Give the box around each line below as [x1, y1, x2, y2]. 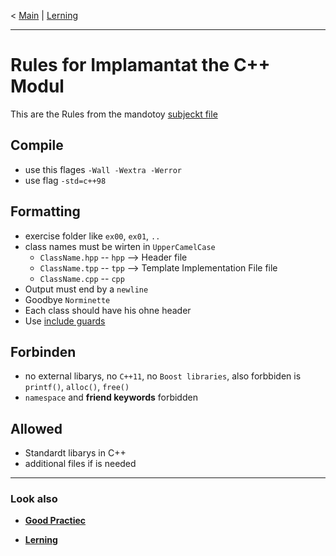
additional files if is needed [24, 458, 137, 470]
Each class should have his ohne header [24, 304, 192, 316]
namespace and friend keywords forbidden [24, 391, 198, 404]
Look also [10, 492, 58, 506]
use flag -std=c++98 [24, 174, 107, 186]
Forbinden [10, 343, 77, 360]
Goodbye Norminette [24, 293, 111, 305]
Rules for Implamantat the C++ [10, 54, 271, 77]
